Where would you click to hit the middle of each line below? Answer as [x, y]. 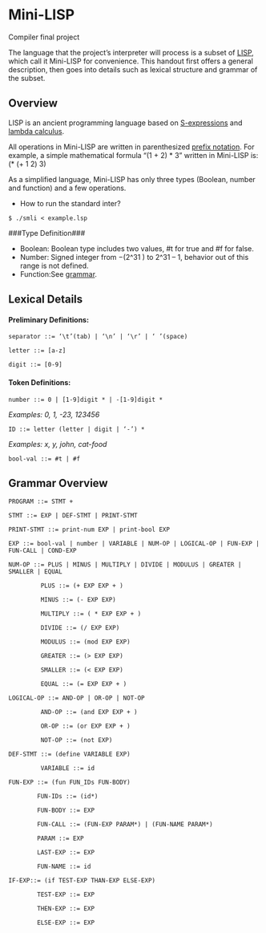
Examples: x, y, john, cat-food [58, 444]
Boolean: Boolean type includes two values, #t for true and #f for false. [137, 248]
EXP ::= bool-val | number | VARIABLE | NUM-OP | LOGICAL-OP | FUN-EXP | [134, 544]
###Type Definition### [47, 233]
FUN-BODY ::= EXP [66, 811]
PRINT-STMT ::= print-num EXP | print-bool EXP [89, 530]
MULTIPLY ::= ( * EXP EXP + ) [91, 614]
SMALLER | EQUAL [35, 572]
